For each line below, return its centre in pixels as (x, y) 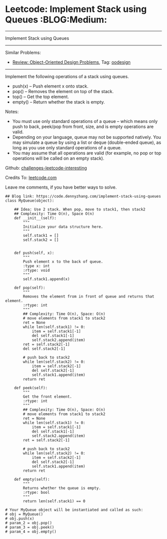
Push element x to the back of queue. (63, 262)
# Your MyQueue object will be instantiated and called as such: (74, 510)
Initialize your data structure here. (63, 227)
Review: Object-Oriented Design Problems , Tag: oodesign (71, 62)
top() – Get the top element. (41, 97)
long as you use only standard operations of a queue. (67, 147)
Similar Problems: (23, 52)
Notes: (12, 111)
